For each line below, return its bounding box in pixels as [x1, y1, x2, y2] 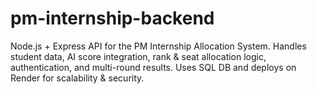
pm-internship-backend [10, 7, 215, 30]
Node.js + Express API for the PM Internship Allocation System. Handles [10, 40, 307, 52]
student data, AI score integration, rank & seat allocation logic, [10, 50, 267, 62]
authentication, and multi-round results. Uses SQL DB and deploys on [10, 61, 297, 73]
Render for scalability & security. [10, 72, 145, 84]
